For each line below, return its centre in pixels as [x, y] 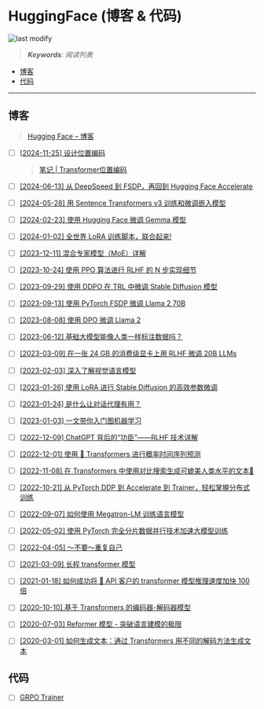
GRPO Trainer [42, 697]
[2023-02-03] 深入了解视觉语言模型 [78, 370]
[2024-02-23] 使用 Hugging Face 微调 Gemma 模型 [103, 219]
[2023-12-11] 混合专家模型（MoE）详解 [83, 253]
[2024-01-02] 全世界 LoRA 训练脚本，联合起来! [95, 236]
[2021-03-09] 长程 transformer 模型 [77, 564]
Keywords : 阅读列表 [60, 54]
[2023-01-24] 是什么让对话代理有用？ [80, 404]
